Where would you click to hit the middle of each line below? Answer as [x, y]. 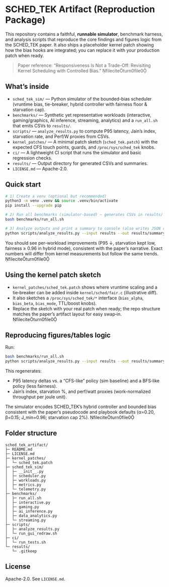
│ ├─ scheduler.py [26, 476]
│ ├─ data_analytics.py [31, 516]
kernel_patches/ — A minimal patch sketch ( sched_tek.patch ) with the [85, 142]
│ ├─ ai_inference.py [29, 511]
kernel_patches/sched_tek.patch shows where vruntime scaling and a [85, 287]
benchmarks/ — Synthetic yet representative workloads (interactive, [82, 115]
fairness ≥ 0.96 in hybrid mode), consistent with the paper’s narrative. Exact [84, 248]
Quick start [23, 185]
